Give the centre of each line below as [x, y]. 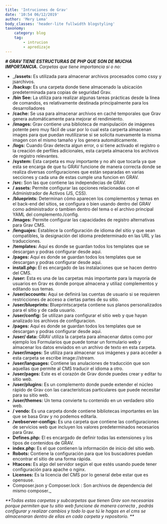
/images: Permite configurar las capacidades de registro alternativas [83, 219]
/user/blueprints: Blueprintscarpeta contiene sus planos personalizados [87, 304]
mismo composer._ [32, 490]
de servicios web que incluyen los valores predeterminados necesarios [86, 427]
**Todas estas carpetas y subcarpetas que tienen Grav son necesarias [79, 500]
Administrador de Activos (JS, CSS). [50, 193]
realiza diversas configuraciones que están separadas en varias [78, 172]
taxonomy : [15, 28]
